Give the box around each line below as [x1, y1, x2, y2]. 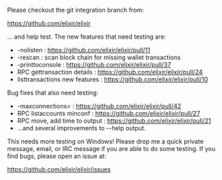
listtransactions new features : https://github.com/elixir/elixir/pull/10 [16, 75, 208, 83]
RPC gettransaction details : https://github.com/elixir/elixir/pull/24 [16, 68, 203, 76]
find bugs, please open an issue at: [7, 152, 107, 160]
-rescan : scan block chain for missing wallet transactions [16, 53, 181, 61]
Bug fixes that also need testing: [7, 89, 98, 97]
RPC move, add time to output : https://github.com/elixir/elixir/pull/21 [16, 117, 212, 125]
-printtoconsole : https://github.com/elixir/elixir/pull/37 [16, 61, 172, 68]
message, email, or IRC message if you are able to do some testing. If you [7, 145, 216, 152]
